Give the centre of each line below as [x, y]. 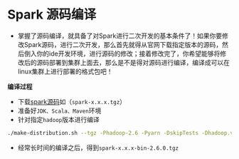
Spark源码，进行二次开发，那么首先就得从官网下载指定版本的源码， [123, 44]
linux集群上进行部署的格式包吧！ [65, 71]
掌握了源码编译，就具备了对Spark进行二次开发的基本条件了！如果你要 [120, 36]
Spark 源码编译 [52, 15]
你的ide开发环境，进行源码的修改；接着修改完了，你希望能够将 [128, 53]
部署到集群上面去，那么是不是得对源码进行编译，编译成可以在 [139, 62]
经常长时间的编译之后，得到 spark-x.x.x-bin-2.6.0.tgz [98, 148]
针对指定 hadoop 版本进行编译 [58, 119]
